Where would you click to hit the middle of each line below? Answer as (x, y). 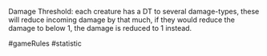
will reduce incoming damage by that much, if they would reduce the (121, 20)
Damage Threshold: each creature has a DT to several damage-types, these (134, 11)
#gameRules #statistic (45, 43)
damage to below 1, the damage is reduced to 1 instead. (100, 28)
